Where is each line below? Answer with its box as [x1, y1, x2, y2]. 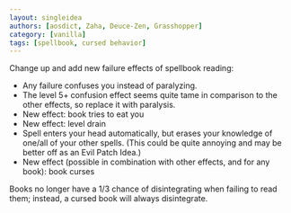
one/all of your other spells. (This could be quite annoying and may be [22, 138, 282, 148]
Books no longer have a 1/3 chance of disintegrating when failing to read [9, 183, 278, 194]
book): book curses [22, 166, 95, 177]
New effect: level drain [22, 119, 106, 129]
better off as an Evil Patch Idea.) [22, 147, 142, 158]
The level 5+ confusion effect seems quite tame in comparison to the [22, 90, 278, 101]
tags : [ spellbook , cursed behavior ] [9, 38, 146, 48]
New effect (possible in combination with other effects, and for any [22, 156, 270, 167]
